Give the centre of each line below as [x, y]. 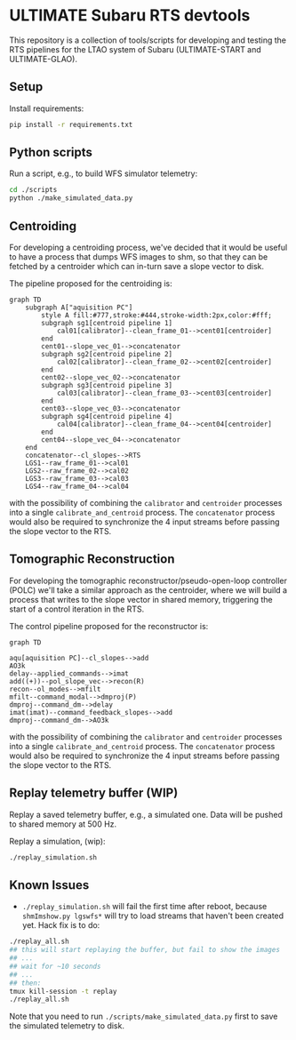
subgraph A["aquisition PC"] [79, 308]
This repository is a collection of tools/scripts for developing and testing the [148, 40]
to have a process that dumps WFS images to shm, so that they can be [139, 257]
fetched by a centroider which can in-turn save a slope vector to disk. [137, 266]
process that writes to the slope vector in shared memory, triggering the [141, 599]
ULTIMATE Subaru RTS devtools [130, 16]
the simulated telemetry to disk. [67, 1026]
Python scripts [51, 152]
